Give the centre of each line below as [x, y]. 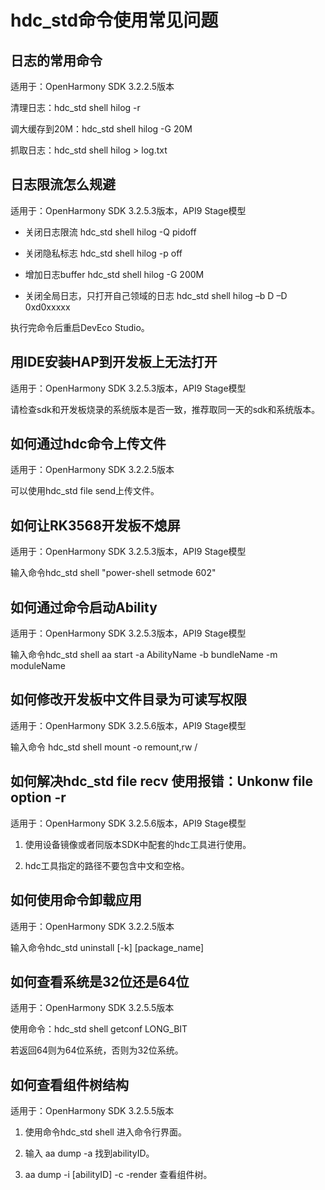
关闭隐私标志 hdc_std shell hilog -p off [103, 253]
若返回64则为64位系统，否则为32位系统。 [97, 1050]
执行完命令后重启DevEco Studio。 [80, 327]
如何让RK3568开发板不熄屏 [95, 525]
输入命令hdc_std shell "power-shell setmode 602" [113, 573]
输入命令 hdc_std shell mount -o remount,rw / [104, 747]
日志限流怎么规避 [63, 184]
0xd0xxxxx [47, 307]
